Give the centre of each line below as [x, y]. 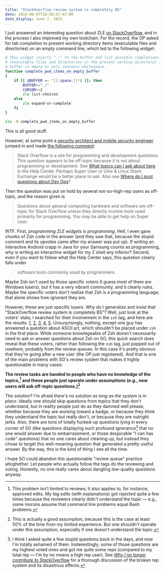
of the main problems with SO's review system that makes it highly [72, 359]
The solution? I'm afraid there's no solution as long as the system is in [76, 395]
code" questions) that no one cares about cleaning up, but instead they [77, 438]
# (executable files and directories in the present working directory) [81, 62]
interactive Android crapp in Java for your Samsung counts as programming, [82, 247]
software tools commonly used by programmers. [66, 272]
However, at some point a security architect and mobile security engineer [79, 141]
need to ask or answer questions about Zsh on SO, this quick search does [80, 338]
